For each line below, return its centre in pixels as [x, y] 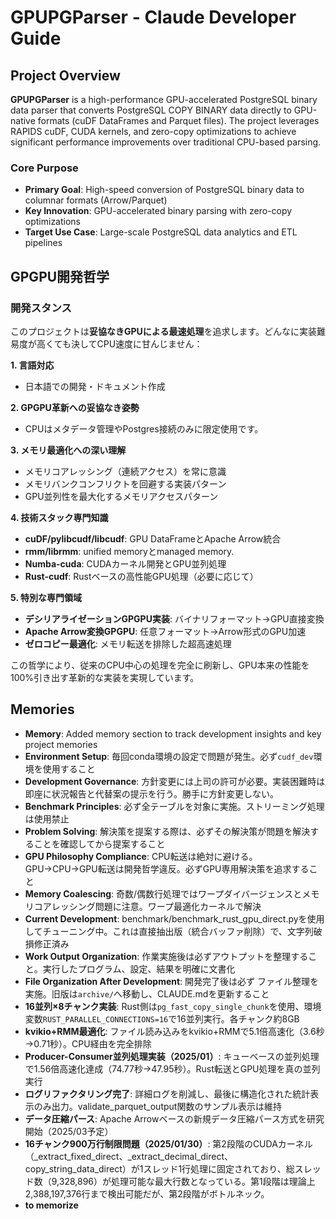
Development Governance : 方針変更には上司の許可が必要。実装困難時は [175, 781]
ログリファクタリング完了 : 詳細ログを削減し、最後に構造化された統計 [167, 1093]
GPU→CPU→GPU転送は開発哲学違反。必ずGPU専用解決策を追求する [167, 868]
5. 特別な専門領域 [46, 597]
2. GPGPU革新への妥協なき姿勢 [75, 407]
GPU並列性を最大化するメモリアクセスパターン [121, 496]
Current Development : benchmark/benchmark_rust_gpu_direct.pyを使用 [174, 918]
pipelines [43, 243]
